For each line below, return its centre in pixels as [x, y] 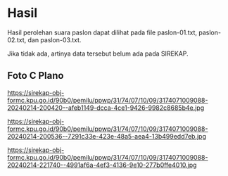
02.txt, [17, 39]
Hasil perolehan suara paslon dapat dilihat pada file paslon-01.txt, [102, 32]
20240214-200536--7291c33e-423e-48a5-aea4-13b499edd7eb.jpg [107, 136]
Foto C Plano [36, 76]
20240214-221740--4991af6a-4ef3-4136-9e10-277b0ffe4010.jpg [102, 165]
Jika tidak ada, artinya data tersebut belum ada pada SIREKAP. [98, 54]
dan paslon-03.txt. [55, 39]
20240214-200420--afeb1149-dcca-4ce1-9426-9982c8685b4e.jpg [106, 108]
